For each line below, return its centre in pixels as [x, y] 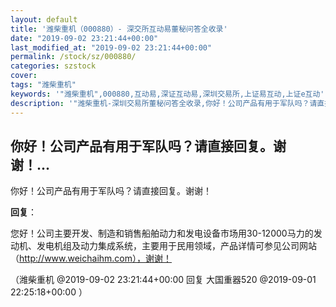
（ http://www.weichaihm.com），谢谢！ [91, 258]
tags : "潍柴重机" [43, 85]
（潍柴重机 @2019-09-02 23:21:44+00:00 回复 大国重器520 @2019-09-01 [163, 280]
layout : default [44, 19]
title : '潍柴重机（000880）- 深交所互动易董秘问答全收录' [119, 29]
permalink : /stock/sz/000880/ [73, 57]
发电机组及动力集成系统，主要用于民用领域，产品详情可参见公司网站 [176, 246]
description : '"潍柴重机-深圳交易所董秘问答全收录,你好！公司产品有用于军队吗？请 [164, 103]
